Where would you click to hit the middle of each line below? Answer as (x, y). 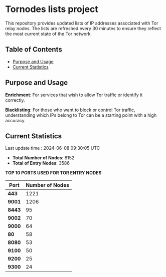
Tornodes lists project (52, 9)
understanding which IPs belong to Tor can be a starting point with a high (81, 115)
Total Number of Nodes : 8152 (43, 158)
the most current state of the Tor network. (48, 34)
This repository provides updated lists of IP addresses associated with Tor (82, 23)
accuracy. (16, 120)
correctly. (15, 100)
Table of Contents (34, 49)
